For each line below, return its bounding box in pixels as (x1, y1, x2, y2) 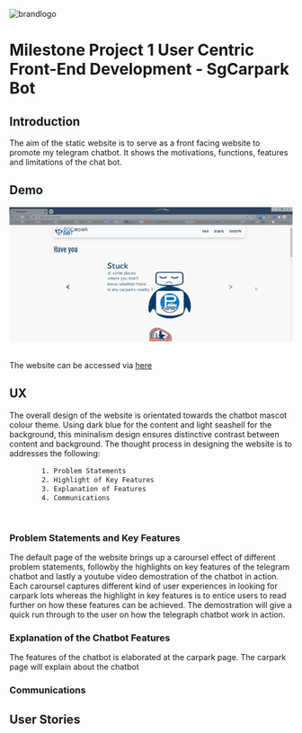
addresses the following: (9, 447, 101, 458)
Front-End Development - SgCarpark (9, 59, 289, 80)
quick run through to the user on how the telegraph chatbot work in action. (9, 609, 286, 620)
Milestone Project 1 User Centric (9, 40, 254, 60)
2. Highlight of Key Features (41, 475, 155, 484)
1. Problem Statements (41, 466, 127, 475)
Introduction (9, 113, 81, 129)
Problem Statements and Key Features (9, 531, 181, 543)
